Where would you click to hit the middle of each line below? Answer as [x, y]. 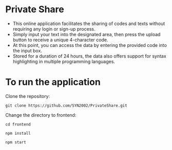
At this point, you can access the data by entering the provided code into [90, 45]
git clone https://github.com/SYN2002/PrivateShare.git [66, 106]
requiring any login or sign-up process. [54, 29]
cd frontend [18, 124]
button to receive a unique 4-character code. [60, 40]
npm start [16, 142]
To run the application [53, 82]
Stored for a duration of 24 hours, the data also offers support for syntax [90, 56]
